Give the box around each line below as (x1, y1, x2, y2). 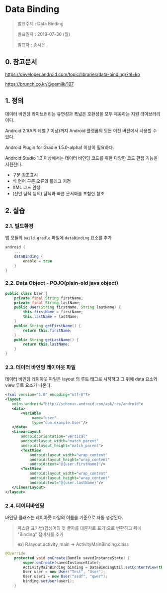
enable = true (23, 258, 52, 263)
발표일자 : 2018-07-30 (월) (17, 31, 71, 37)
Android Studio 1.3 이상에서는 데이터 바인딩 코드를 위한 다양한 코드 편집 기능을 (5, 155, 158, 161)
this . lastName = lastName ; (23, 314, 79, 319)
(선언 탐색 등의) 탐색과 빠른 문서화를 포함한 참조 (12, 190, 105, 196)
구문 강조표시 (12, 172, 38, 178)
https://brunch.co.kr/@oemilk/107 (5, 81, 74, 87)
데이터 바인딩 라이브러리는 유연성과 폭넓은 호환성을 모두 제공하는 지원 (5, 111, 139, 117)
